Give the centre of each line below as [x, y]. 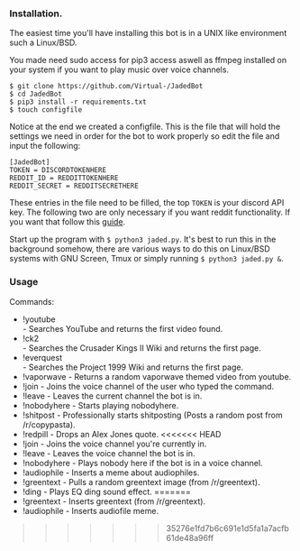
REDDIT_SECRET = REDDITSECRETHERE [74, 186]
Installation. [36, 14]
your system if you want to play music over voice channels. [119, 69]
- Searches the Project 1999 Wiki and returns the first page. [133, 367]
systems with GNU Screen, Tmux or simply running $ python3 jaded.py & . [146, 259]
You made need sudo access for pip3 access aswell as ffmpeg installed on [148, 60]
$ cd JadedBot [36, 94]
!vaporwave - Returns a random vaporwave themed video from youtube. [157, 376]
